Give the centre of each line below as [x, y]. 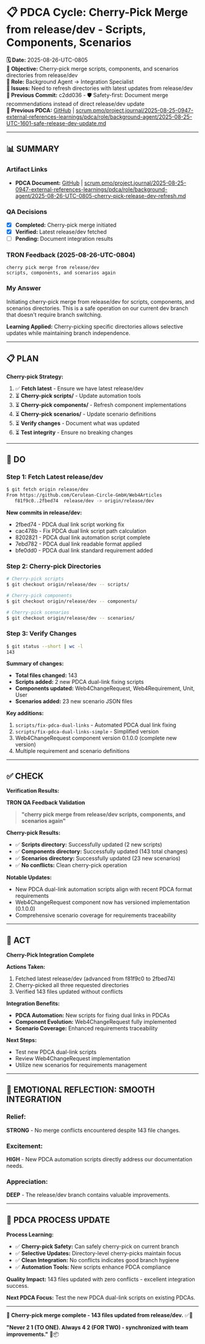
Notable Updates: [29, 878]
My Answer [24, 288]
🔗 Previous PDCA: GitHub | [41, 110]
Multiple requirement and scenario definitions [72, 751]
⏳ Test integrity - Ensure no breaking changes [74, 432]
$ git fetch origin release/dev [47, 490]
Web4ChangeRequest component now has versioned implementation [103, 902]
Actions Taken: [26, 967]
